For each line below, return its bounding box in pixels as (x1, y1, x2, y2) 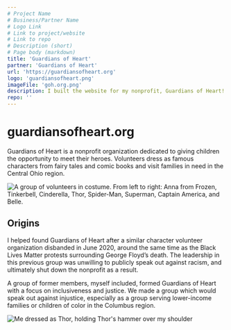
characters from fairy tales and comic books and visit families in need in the (7, 161, 224, 170)
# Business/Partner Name (7, 17, 79, 24)
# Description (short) (7, 42, 73, 49)
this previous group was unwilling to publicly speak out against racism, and (7, 258, 222, 266)
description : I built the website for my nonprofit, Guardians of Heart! (7, 88, 225, 94)
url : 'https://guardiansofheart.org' (7, 68, 117, 75)
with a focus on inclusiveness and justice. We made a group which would (7, 286, 216, 295)
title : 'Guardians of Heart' (7, 56, 92, 63)
